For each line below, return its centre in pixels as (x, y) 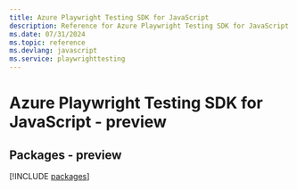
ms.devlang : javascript (54, 51)
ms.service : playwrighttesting (67, 59)
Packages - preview (66, 155)
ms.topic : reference (48, 42)
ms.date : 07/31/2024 (48, 34)
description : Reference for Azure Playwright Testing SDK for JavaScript (149, 26)
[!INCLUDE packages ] (49, 176)
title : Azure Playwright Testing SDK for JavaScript (109, 17)
